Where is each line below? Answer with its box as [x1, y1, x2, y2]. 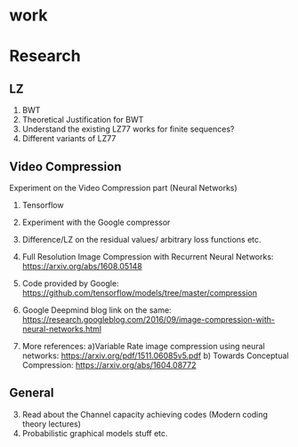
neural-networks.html [21, 323, 102, 334]
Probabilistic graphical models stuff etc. [21, 427, 168, 438]
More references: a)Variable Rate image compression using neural [21, 341, 265, 351]
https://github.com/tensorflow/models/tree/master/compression [21, 288, 258, 298]
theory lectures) [21, 419, 82, 429]
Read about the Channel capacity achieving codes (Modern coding [21, 409, 269, 419]
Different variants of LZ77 [21, 133, 117, 144]
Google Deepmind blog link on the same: [21, 305, 172, 315]
